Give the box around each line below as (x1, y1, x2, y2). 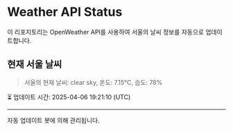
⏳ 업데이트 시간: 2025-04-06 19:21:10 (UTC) (7, 92, 131, 101)
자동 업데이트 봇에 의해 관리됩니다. (7, 116, 100, 124)
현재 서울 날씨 (7, 59, 62, 70)
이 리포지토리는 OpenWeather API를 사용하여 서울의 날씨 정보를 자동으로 (7, 28, 205, 36)
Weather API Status (7, 4, 123, 20)
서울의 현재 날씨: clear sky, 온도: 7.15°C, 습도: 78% (24, 78, 163, 86)
